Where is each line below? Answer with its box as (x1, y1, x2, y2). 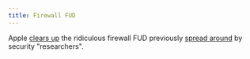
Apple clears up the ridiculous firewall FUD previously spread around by (8, 33, 243, 42)
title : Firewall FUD (8, 11, 77, 20)
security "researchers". (8, 41, 85, 51)
